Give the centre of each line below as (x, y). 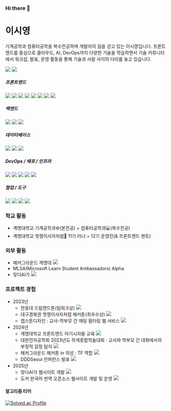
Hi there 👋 (18, 8)
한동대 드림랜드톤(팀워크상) (48, 308)
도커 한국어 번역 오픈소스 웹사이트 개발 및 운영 (66, 378)
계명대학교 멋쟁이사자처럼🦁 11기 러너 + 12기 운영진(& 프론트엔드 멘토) (82, 236)
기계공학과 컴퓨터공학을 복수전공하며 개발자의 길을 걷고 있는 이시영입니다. (79, 46)
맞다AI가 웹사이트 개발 (43, 372)
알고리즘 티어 (18, 391)
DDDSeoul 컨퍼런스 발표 (45, 359)
